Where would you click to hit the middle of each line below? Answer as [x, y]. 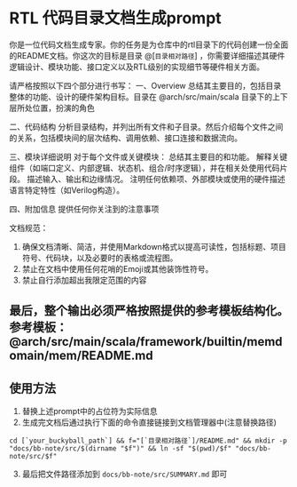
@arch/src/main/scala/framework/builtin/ [128, 342]
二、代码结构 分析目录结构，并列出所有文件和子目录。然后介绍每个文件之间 [146, 126]
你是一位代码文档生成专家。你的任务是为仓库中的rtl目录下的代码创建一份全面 [149, 44]
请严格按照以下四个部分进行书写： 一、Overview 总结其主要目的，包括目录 [145, 85]
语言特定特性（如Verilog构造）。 [67, 190]
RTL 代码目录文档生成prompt [115, 18]
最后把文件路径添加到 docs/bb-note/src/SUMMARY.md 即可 [125, 474]
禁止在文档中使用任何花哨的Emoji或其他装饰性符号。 [117, 268]
